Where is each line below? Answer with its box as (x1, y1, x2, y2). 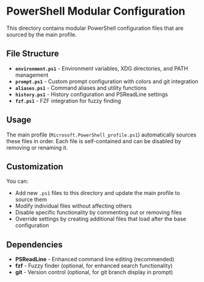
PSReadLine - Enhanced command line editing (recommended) (15, 256, 175, 263)
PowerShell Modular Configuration (6, 4, 186, 18)
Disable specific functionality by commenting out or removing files (15, 209, 182, 216)
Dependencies (6, 239, 63, 250)
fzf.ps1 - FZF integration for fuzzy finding (15, 97, 121, 104)
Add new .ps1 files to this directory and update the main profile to (15, 189, 180, 197)
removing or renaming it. (6, 144, 68, 151)
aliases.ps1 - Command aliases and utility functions (15, 84, 147, 91)
